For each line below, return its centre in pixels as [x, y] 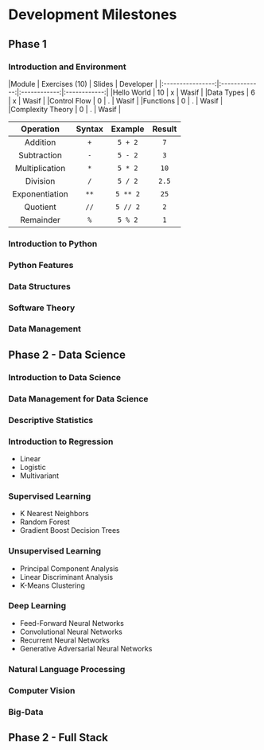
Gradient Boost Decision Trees [70, 530]
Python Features [41, 265]
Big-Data [26, 712]
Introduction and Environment [67, 67]
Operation [40, 129]
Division [40, 181]
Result [165, 129]
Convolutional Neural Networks [71, 631]
